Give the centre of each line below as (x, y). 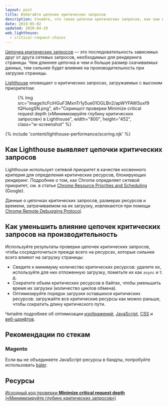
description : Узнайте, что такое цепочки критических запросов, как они (82, 19)
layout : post (19, 10)
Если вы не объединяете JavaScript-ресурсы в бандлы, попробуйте (78, 360)
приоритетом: (20, 88)
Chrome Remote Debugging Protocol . (44, 211)
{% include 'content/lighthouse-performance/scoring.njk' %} (68, 134)
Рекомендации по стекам (48, 334)
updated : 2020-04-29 (27, 28)
